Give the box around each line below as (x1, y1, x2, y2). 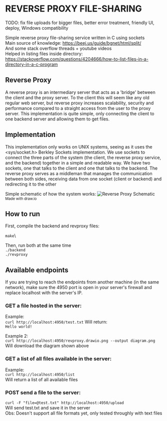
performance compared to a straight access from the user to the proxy (5, 105, 151, 111)
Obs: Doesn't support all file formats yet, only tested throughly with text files (5, 410, 162, 416)
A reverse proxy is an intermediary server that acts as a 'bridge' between (5, 89, 156, 95)
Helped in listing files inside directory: (5, 51, 83, 57)
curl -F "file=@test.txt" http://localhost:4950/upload (5, 400, 124, 405)
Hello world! (5, 324, 32, 329)
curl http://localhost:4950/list (5, 372, 75, 377)
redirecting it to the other (5, 181, 56, 187)
